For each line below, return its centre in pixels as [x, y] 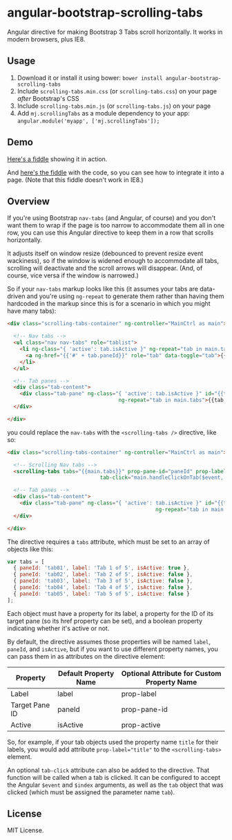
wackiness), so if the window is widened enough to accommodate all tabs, [113, 261]
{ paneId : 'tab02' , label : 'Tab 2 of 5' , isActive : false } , [103, 575]
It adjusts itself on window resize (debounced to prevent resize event [105, 253]
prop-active [141, 724]
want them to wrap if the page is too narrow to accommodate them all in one [116, 226]
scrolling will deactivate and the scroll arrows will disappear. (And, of [105, 268]
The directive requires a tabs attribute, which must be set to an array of [108, 542]
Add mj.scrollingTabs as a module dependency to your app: [103, 113]
